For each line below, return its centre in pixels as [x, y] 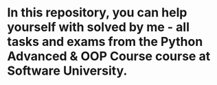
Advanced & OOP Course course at [109, 57]
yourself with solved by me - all [99, 27]
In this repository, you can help [97, 13]
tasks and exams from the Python [105, 42]
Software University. [67, 71]
